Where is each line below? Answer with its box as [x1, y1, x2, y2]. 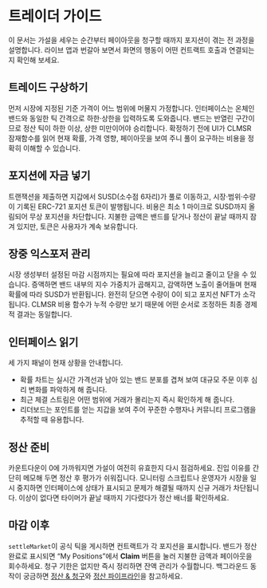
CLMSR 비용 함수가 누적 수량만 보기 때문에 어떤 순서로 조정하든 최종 [31, 300, 243, 310]
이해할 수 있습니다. [22, 143, 81, 152]
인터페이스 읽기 [8, 335, 79, 349]
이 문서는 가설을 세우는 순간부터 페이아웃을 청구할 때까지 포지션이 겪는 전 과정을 [8, 35, 255, 45]
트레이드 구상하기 [8, 81, 88, 94]
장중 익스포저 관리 [8, 247, 91, 260]
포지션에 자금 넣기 [8, 169, 91, 183]
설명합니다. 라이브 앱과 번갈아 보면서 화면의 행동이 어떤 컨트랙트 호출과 [8, 45, 227, 54]
